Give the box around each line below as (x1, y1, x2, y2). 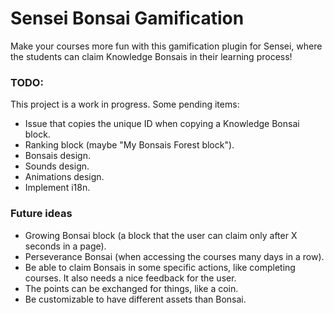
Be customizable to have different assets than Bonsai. (24, 293, 247, 305)
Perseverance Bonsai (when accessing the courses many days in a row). (24, 250, 325, 262)
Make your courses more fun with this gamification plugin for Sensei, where (10, 40, 323, 52)
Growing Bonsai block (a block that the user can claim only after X (24, 229, 298, 241)
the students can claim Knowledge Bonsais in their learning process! (10, 50, 293, 62)
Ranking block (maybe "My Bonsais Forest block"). (24, 139, 235, 151)
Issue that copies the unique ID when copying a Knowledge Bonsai (24, 118, 300, 130)
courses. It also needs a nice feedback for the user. (24, 272, 237, 284)
